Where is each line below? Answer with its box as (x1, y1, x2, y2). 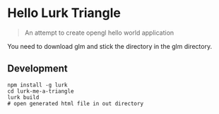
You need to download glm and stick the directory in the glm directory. (7, 42, 213, 50)
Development (7, 62, 69, 75)
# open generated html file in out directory (7, 100, 143, 107)
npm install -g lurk (7, 81, 69, 89)
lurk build (7, 93, 40, 101)
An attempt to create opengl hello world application (24, 28, 174, 37)
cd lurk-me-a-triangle (7, 87, 74, 95)
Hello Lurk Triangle (7, 5, 122, 21)
